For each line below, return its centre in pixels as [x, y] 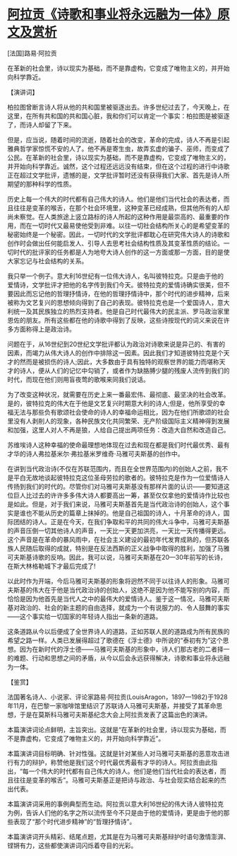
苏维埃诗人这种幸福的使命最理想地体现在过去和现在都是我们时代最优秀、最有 [119, 445]
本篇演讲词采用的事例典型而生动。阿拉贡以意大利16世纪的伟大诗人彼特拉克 [116, 804]
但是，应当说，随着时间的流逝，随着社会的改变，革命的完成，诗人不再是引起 [119, 139]
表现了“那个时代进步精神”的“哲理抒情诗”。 [74, 821]
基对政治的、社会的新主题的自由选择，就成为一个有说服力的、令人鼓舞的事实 [119, 607]
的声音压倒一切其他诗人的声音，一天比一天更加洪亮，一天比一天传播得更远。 [119, 531]
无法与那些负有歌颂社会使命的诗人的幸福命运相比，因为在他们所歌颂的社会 [121, 412]
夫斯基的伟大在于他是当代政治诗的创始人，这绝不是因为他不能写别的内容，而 [119, 590]
